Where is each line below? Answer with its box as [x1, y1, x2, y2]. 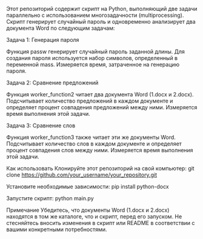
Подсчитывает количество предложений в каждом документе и [6, 97, 173, 104]
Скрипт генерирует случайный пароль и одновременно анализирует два [6, 18, 196, 25]
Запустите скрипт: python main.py [6, 195, 94, 202]
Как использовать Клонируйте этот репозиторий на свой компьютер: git [6, 165, 195, 172]
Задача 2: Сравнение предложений [6, 79, 99, 86]
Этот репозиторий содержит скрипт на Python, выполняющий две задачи [6, 5, 198, 12]
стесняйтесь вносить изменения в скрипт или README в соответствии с [6, 220, 195, 226]
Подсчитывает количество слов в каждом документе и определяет [6, 140, 182, 147]
